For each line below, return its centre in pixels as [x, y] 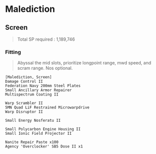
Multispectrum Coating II [32, 95]
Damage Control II [24, 82]
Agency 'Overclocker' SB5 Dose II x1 [44, 147]
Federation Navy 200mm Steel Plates [43, 86]
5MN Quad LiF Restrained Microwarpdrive [48, 107]
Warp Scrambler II [24, 103]
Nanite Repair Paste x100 [32, 142]
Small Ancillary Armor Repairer [38, 90]
